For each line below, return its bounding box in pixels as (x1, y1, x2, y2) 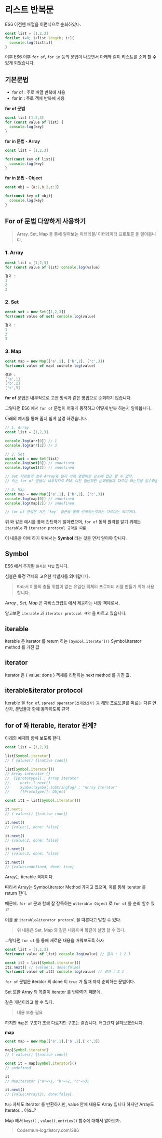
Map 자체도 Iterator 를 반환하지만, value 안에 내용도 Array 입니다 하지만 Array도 (5, 1101, 154, 1107)
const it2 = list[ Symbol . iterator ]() (5, 960, 81, 965)
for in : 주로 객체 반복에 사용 (12, 95, 65, 101)
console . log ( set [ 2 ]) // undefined (5, 465, 75, 470)
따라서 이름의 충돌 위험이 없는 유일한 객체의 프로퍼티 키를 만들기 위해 (16, 584, 146, 589)
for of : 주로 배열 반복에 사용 (12, 89, 66, 95)
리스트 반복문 (5, 4, 54, 16)
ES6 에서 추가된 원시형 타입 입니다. (5, 563, 69, 569)
